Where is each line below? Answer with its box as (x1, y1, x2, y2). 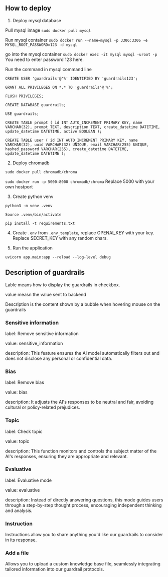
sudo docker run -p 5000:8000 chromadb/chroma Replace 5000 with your (5, 178, 154, 184)
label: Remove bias (5, 379, 44, 386)
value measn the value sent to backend (5, 291, 86, 297)
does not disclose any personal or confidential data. (5, 355, 113, 361)
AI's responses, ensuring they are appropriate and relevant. (5, 453, 128, 459)
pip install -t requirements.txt (5, 221, 75, 226)
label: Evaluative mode (5, 477, 52, 483)
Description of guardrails (5, 268, 85, 277)
